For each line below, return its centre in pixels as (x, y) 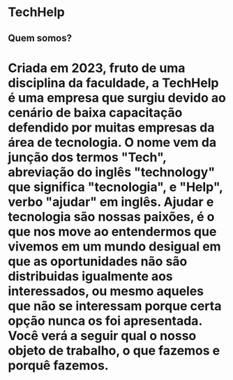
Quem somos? (40, 38)
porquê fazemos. (58, 365)
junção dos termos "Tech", (87, 157)
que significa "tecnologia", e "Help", (115, 187)
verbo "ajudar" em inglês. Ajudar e (111, 202)
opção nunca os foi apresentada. (105, 321)
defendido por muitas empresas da (111, 127)
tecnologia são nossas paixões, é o (111, 217)
